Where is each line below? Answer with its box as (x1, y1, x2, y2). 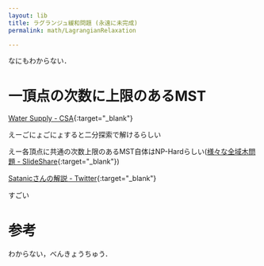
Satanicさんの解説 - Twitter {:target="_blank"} (8, 174, 157, 183)
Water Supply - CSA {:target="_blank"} (8, 114, 133, 123)
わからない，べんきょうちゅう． (8, 249, 113, 259)
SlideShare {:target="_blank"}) (22, 156, 121, 167)
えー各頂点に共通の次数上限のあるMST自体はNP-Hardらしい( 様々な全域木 (8, 147, 249, 156)
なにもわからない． (8, 56, 71, 66)
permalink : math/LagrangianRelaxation (8, 26, 136, 34)
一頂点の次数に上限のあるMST (8, 87, 206, 105)
